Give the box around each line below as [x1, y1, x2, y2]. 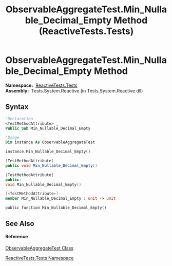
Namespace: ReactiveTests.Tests [5, 82, 78, 88]
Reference [5, 234, 28, 240]
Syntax [5, 103, 29, 111]
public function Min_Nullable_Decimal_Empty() [5, 205, 107, 211]
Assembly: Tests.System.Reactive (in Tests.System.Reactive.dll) [5, 87, 143, 93]
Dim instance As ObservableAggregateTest [5, 140, 95, 145]
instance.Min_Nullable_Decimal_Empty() [5, 149, 91, 155]
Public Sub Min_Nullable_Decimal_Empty [5, 126, 91, 131]
